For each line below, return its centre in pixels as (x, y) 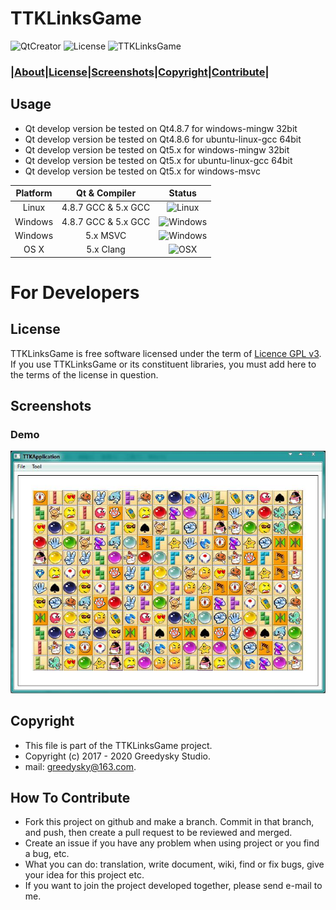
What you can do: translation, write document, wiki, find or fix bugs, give (174, 864)
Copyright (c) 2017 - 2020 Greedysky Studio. (118, 756)
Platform (34, 193)
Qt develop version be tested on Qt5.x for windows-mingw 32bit (157, 149)
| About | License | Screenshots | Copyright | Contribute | (140, 72)
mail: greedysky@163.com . (80, 766)
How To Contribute (70, 797)
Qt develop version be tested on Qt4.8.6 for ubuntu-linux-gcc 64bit (163, 139)
